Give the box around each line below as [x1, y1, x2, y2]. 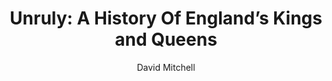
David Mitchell [136, 61, 196, 73]
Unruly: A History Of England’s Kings [9, 7, 323, 30]
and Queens [114, 28, 218, 51]
